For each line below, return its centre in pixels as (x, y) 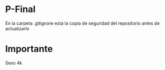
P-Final (20, 9)
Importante (29, 49)
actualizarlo (17, 28)
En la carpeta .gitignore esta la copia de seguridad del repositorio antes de (82, 23)
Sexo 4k (14, 63)
